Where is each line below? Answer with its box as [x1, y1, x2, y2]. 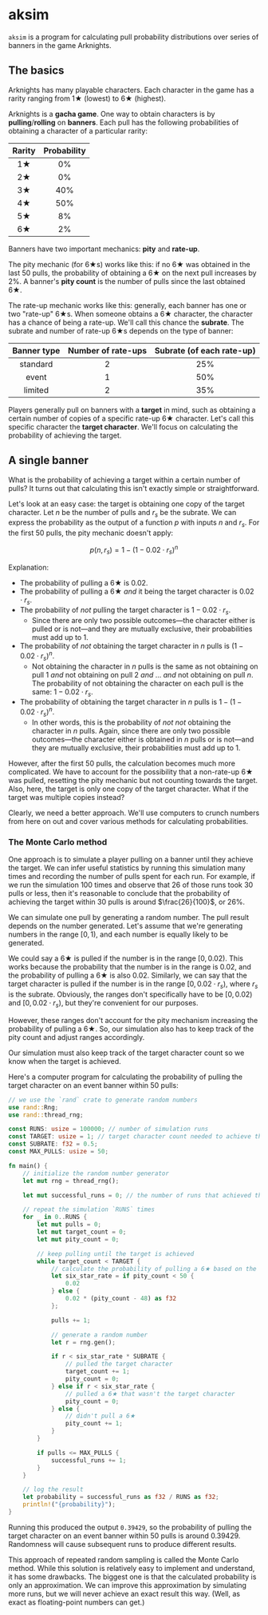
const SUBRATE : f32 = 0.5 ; [8, 1140, 98, 1149]
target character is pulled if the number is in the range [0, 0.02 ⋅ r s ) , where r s [8, 979, 258, 990]
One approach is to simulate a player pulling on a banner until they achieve [8, 854, 254, 865]
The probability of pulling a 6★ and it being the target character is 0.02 [19, 586, 254, 596]
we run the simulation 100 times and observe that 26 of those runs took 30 [8, 880, 254, 889]
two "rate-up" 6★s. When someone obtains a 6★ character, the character [8, 309, 254, 318]
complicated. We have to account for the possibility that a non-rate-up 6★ [8, 766, 254, 777]
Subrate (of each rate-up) [154, 345, 256, 356]
